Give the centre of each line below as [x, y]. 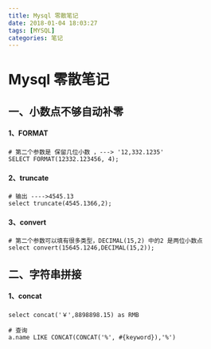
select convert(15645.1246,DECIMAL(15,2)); [82, 248]
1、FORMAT [28, 133]
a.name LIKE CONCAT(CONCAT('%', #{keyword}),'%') [92, 338]
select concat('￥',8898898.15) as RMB [74, 316]
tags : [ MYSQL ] [32, 30]
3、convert [27, 222]
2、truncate [29, 178]
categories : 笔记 [36, 38]
